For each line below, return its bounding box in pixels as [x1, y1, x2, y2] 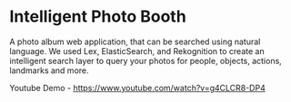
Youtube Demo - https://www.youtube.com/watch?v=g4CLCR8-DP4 [9, 82, 266, 93]
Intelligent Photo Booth [9, 6, 186, 27]
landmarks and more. [9, 65, 89, 76]
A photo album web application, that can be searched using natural [9, 36, 261, 47]
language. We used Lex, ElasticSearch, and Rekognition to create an [9, 45, 266, 56]
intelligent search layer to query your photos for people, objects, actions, [9, 55, 282, 66]
